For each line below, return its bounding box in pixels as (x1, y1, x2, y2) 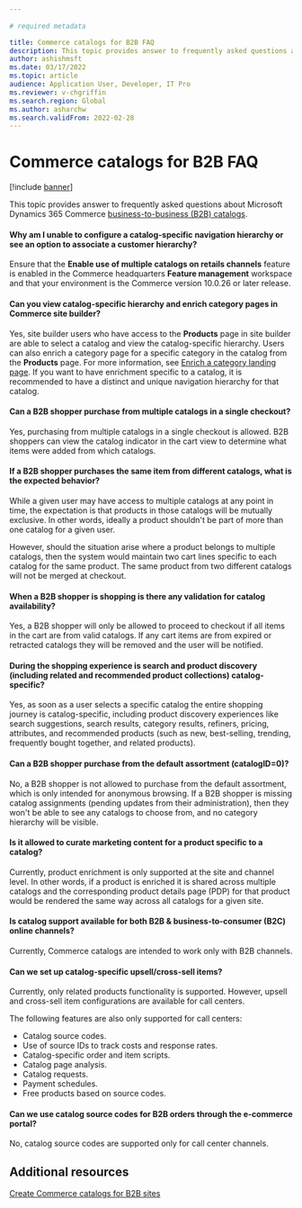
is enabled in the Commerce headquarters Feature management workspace (9, 268, 293, 279)
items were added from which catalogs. (9, 445, 156, 455)
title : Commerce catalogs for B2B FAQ (9, 38, 155, 47)
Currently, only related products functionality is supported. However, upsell (9, 987, 288, 997)
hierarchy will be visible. (9, 816, 99, 827)
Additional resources (9, 1164, 129, 1179)
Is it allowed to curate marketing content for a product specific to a (9, 837, 263, 848)
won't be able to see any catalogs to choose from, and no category (9, 807, 258, 817)
